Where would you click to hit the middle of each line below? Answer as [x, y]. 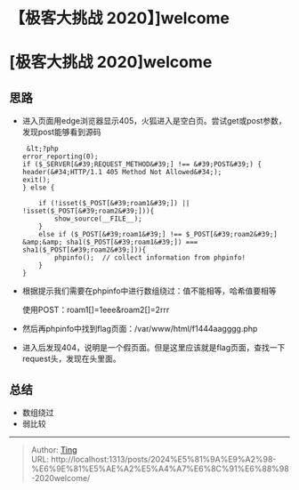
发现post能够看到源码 [61, 132]
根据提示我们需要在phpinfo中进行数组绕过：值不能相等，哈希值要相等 [149, 291]
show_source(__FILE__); [98, 219]
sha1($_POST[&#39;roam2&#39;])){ [84, 250]
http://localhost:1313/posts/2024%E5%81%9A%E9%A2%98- [164, 459]
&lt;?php [43, 149]
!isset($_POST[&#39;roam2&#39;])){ [88, 211]
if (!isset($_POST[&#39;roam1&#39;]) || [114, 204]
